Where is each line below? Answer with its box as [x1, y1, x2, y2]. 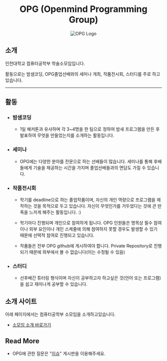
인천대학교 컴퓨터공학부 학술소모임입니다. [5, 60, 85, 66]
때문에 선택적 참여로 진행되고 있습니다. [19, 233, 94, 239]
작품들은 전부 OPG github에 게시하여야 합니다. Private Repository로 [19, 243, 153, 249]
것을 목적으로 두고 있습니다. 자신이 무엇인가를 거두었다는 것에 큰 [33, 203, 157, 209]
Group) [69, 14, 98, 25]
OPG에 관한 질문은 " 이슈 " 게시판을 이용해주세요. [12, 350, 106, 357]
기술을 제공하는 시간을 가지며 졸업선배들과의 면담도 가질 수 [33, 164, 146, 170]
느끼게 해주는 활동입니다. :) [29, 209, 81, 215]
